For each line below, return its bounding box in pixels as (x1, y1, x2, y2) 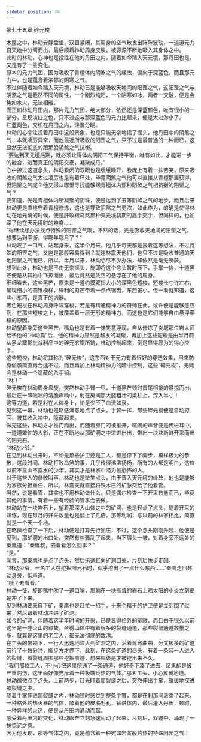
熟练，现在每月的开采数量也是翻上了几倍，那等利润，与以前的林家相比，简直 (6, 511, 195, 519)
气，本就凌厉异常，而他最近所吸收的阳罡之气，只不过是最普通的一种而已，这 (6, 136, 195, 143)
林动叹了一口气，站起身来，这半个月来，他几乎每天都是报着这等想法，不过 (6, 241, 190, 249)
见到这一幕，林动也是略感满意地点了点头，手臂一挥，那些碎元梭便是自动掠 (6, 406, 190, 414)
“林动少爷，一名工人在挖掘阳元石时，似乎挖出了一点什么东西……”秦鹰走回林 (6, 564, 193, 571)
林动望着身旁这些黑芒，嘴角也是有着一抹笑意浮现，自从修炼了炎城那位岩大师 (6, 324, 195, 331)
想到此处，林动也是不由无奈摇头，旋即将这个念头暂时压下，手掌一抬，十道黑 (6, 264, 195, 271)
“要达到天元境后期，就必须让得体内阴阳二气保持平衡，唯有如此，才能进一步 (6, 151, 193, 158)
